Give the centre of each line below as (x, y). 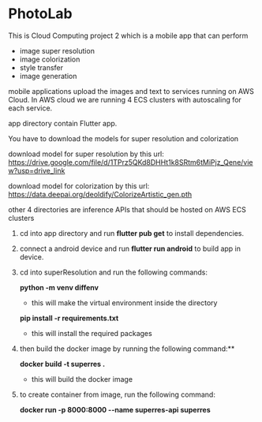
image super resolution (57, 50)
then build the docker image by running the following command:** (127, 349)
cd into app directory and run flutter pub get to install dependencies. (132, 233)
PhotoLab (40, 14)
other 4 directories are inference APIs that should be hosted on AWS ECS (127, 209)
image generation (48, 76)
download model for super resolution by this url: (86, 154)
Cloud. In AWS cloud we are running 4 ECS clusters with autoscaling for (125, 99)
